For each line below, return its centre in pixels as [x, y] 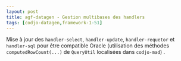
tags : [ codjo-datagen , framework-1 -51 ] [54, 23]
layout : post [22, 12]
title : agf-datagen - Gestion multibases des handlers [76, 17]
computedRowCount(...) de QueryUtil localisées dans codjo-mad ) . [86, 52]
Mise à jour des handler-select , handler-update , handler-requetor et [90, 40]
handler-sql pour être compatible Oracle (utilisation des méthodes [88, 46]
